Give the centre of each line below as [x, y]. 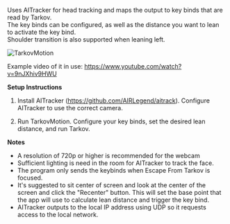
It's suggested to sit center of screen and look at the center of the [112, 185]
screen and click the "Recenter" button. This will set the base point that [119, 192]
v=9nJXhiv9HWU [32, 74]
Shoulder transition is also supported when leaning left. [86, 40]
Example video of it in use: [45, 66]
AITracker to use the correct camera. [70, 108]
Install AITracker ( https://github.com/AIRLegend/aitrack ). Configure [114, 101]
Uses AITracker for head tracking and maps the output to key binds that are [115, 10]
